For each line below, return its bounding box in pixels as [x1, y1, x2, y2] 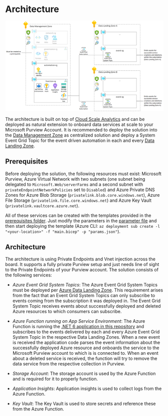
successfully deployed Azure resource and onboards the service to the [12, 345, 159, 351]
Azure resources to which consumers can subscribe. [12, 309, 122, 315]
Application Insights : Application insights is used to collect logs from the [12, 385, 162, 392]
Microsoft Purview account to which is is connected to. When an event [12, 350, 159, 356]
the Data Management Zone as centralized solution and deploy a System [5, 132, 155, 138]
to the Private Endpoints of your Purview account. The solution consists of [5, 267, 159, 273]
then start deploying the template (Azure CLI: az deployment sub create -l [5, 223, 160, 229]
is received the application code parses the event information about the [12, 340, 160, 346]
